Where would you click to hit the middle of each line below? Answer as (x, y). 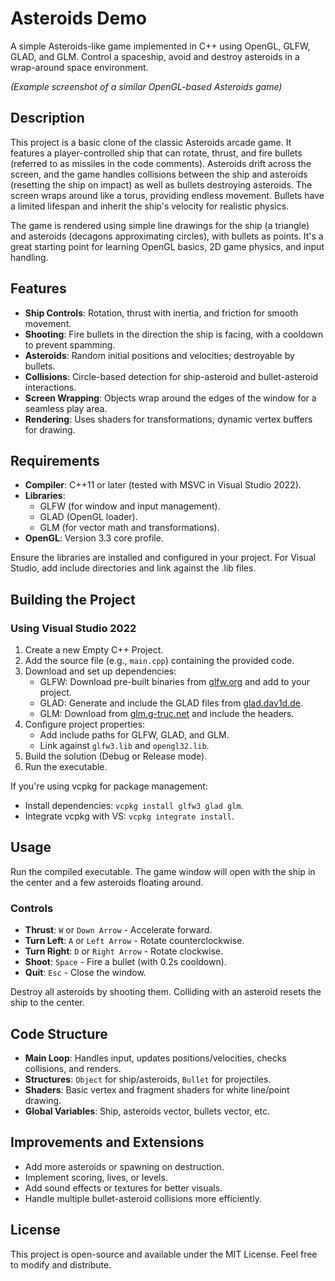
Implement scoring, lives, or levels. (96, 1177)
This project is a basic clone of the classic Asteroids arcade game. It (151, 142)
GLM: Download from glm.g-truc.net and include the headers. (167, 714)
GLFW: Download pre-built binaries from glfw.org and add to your (174, 682)
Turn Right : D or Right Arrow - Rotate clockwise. (124, 951)
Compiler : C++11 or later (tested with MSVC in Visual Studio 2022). (163, 485)
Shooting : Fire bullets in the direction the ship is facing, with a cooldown (174, 334)
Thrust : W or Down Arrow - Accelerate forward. (118, 930)
